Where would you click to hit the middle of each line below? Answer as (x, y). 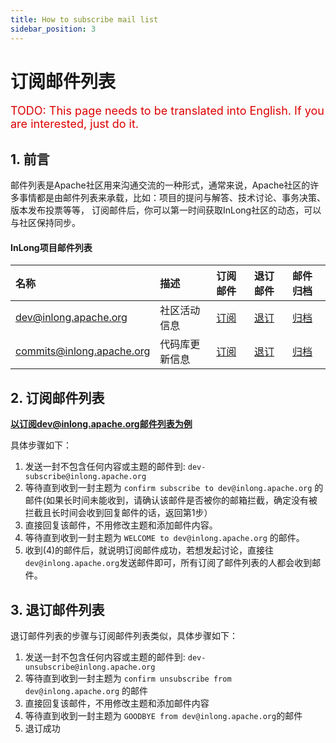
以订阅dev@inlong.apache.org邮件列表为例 (101, 424)
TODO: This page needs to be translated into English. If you (167, 111)
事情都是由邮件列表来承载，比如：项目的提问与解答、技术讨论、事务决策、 (172, 198)
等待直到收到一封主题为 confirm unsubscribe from (128, 678)
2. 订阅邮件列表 (57, 397)
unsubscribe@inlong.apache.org (90, 667)
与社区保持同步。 (45, 223)
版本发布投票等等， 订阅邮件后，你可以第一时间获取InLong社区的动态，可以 (166, 210)
